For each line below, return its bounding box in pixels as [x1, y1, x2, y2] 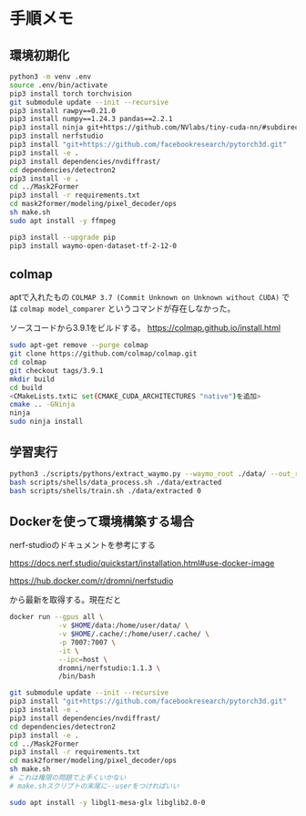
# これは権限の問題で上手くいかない [9, 773, 127, 782]
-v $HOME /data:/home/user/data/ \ [57, 621, 189, 630]
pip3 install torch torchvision [9, 88, 132, 98]
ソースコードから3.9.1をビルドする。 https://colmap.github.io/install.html [9, 323, 280, 334]
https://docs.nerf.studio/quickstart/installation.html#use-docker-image [9, 558, 275, 569]
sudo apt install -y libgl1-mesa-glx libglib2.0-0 [9, 798, 206, 807]
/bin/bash [57, 672, 96, 681]
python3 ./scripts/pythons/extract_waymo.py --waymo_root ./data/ [9, 469, 267, 479]
